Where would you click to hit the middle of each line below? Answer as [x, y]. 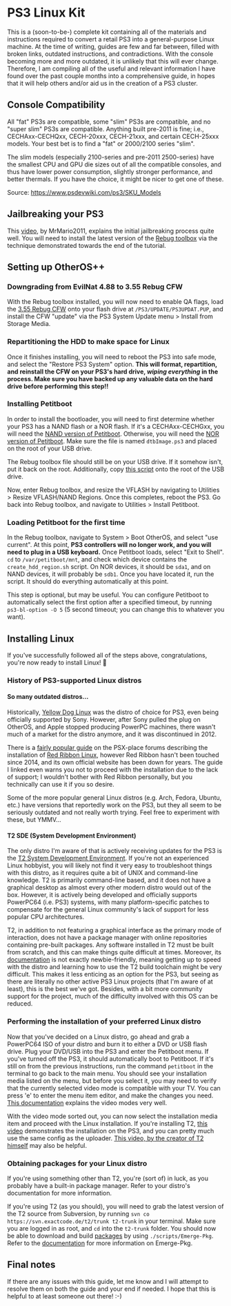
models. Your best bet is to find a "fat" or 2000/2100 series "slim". [101, 144]
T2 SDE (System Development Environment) [72, 835]
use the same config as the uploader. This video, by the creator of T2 [106, 1138]
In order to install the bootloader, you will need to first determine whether [111, 419]
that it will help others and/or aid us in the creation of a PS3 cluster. [103, 83]
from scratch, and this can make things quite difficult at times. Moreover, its [114, 952]
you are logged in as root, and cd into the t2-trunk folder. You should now [112, 1228]
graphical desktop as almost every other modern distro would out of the [109, 887]
